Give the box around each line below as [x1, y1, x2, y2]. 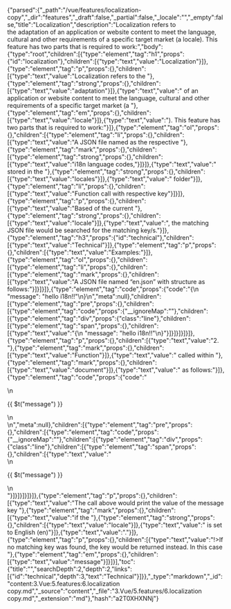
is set [207, 521, 223, 529]
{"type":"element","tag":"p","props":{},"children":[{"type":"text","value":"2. [7, 337, 219, 344]
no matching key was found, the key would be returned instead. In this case [7, 543, 223, 551]
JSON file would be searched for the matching [7, 226, 140, 234]
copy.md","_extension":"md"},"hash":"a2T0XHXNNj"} [7, 594, 159, 602]
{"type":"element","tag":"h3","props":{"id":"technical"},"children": [7, 234, 194, 241]
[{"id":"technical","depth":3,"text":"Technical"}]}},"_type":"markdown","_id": [7, 572, 223, 580]
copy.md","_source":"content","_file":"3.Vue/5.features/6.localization [7, 587, 203, 595]
